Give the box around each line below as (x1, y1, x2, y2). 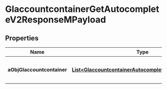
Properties (5, 34, 39, 42)
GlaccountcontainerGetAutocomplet (5, 3, 160, 15)
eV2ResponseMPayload (5, 14, 106, 25)
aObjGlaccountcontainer (7, 66, 67, 73)
